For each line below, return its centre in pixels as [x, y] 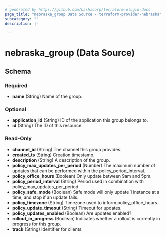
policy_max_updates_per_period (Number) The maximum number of [84, 165]
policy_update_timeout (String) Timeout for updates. [67, 208]
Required [16, 85]
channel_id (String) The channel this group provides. [67, 149]
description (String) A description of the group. [61, 160]
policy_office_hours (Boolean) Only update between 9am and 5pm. [82, 176]
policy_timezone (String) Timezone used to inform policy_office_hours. [85, 202]
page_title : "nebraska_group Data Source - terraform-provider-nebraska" [83, 14]
